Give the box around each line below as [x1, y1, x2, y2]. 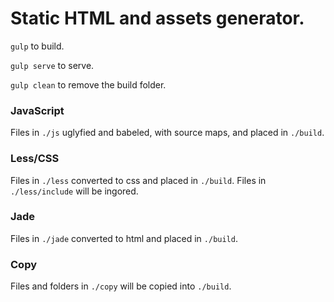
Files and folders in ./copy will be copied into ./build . [10, 280, 232, 292]
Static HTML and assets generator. [10, 7, 305, 30]
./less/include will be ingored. [10, 185, 139, 197]
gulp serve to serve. [10, 59, 95, 71]
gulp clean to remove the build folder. [10, 78, 167, 91]
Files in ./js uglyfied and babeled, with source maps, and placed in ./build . [10, 127, 325, 139]
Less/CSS [10, 152, 60, 166]
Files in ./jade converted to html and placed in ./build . [10, 232, 238, 244]
